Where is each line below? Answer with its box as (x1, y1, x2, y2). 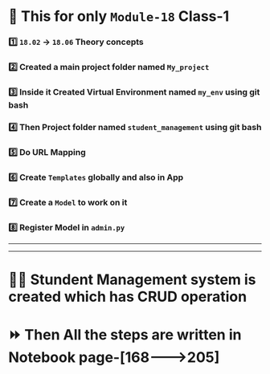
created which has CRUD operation (8, 288, 247, 306)
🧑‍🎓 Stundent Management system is (8, 270, 256, 289)
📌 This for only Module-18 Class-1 (8, 7, 230, 26)
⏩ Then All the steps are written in (8, 326, 242, 344)
